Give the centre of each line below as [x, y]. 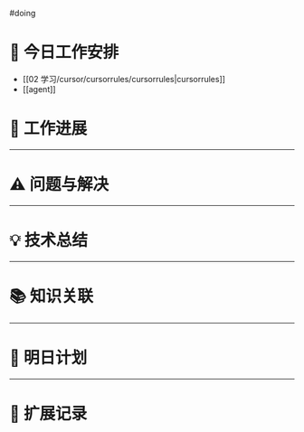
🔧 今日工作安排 [64, 52]
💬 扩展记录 [48, 413]
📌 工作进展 [48, 129]
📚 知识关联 [52, 296]
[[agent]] [39, 89]
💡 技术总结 [49, 240]
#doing [23, 13]
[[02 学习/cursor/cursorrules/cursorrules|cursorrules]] [124, 79]
